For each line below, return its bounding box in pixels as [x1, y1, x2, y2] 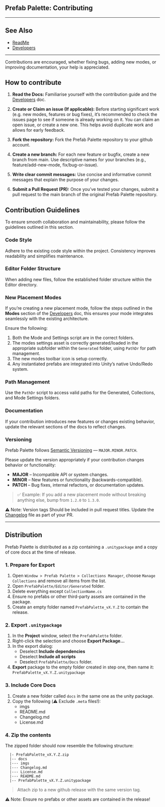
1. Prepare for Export [5, 561, 55, 568]
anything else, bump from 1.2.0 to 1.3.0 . [17, 497, 100, 503]
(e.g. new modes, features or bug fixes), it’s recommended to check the [12, 111, 158, 117]
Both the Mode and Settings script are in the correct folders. [12, 335, 134, 341]
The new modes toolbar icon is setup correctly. [12, 356, 108, 362]
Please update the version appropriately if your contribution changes [5, 457, 144, 463]
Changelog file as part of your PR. [5, 512, 74, 518]
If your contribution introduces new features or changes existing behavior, [5, 419, 155, 424]
